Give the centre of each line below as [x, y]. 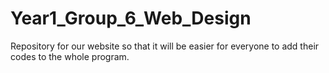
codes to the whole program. [70, 56]
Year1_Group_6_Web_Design [131, 18]
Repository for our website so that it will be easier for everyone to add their [165, 46]
